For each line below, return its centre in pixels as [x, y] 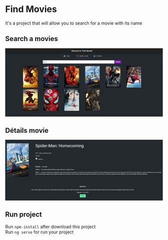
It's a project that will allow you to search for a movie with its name [74, 23]
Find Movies [31, 9]
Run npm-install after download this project [50, 226]
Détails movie [27, 131]
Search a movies [32, 39]
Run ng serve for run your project [39, 232]
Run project [24, 215]
